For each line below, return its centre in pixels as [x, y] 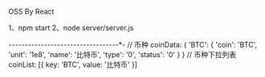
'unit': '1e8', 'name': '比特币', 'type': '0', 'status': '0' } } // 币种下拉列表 [122, 54]
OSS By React [31, 12]
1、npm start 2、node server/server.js [71, 28]
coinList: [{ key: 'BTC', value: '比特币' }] [73, 64]
